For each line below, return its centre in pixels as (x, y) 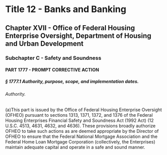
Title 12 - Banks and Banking (66, 9)
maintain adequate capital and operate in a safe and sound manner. (75, 147)
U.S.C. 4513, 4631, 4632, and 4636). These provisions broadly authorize (80, 126)
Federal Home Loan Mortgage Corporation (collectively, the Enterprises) (80, 141)
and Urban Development (44, 44)
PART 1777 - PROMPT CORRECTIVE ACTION (52, 70)
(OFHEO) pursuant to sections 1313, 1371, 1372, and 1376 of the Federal (79, 115)
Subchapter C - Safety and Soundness (53, 58)
